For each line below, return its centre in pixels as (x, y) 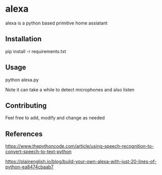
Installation (23, 39)
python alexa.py (22, 80)
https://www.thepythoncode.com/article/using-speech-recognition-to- (80, 146)
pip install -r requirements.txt (36, 51)
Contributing (26, 105)
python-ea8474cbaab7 (30, 167)
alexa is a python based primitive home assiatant (57, 23)
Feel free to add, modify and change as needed (55, 118)
